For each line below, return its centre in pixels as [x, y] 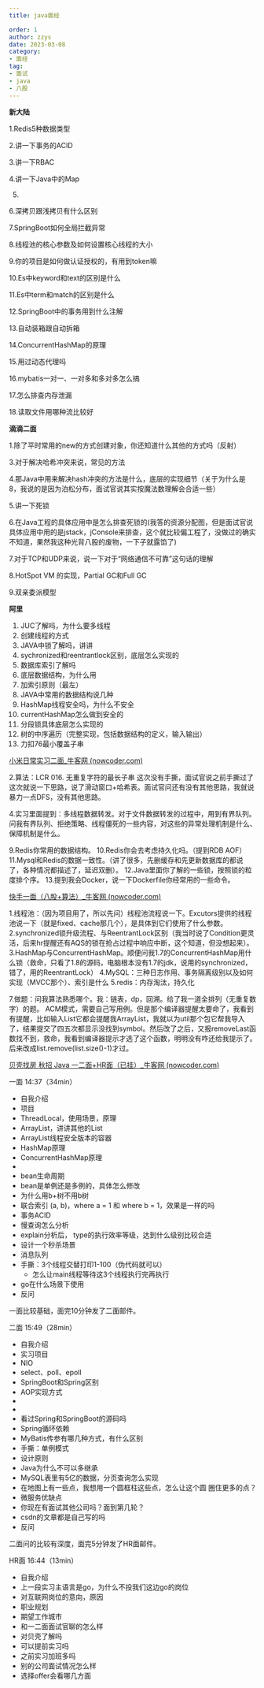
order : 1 [23, 30]
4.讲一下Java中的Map [44, 179]
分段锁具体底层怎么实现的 [62, 724]
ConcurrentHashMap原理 [61, 1157]
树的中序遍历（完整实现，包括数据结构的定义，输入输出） [113, 734]
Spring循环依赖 [45, 1428]
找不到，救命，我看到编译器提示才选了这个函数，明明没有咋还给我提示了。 [136, 1038]
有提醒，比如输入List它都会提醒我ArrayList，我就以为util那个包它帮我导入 [127, 1018]
